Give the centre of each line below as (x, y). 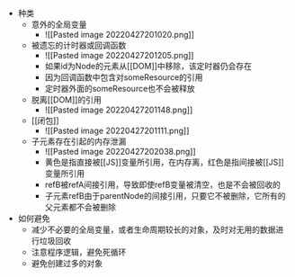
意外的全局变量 (59, 24)
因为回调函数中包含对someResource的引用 (124, 77)
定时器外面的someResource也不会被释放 (120, 89)
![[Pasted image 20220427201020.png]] (120, 35)
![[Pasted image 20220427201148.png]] (119, 110)
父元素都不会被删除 (80, 207)
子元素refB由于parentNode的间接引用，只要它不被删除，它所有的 (165, 196)
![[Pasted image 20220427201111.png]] (117, 130)
